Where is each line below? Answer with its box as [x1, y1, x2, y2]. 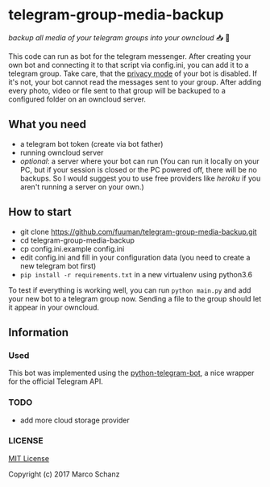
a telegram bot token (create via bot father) [19, 139, 164, 148]
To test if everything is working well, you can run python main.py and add [8, 285, 251, 295]
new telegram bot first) [19, 260, 97, 271]
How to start [8, 206, 72, 219]
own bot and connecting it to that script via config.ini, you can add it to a [8, 60, 249, 69]
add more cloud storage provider [19, 415, 131, 425]
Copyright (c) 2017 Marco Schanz [8, 469, 120, 479]
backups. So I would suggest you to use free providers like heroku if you [19, 173, 261, 183]
